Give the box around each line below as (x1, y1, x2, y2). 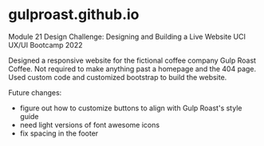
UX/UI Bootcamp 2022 (8, 40, 83, 49)
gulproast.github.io (8, 6, 140, 24)
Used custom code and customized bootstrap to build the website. (8, 72, 227, 82)
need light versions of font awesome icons (19, 120, 160, 129)
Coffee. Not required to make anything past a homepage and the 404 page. (8, 63, 257, 73)
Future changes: (8, 87, 62, 97)
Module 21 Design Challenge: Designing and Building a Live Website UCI (8, 32, 246, 41)
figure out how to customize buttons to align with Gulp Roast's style (19, 103, 242, 113)
